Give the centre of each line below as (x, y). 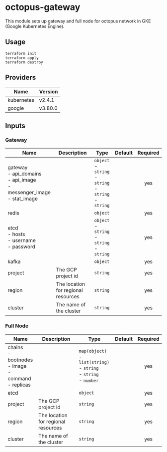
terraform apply (22, 58)
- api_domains (25, 174)
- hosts (16, 234)
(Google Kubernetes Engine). (35, 26)
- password (22, 247)
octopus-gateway (43, 7)
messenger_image (29, 193)
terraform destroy (24, 62)
